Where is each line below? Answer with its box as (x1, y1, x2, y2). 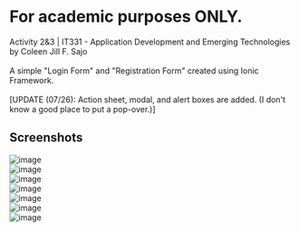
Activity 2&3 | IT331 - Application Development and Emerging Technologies (9, 36, 291, 47)
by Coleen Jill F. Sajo (9, 45, 88, 56)
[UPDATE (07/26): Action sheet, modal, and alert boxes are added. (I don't (9, 93, 286, 105)
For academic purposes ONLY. (9, 6, 243, 27)
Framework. (9, 74, 54, 85)
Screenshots (9, 130, 83, 146)
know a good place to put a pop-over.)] (9, 103, 156, 114)
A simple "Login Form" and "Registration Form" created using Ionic (9, 65, 260, 76)
